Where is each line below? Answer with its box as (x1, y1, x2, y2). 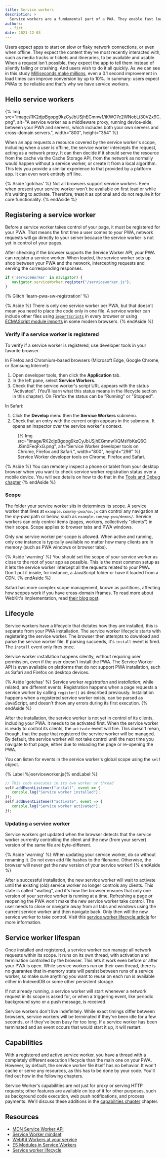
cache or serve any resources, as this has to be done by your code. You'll (5, 1068, 155, 1074)
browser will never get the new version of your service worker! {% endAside (5, 862, 161, 868)
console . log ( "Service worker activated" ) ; (11, 804, 100, 809)
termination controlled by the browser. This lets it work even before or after (5, 957, 158, 963)
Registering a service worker (5, 211, 96, 219)
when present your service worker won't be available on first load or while (5, 186, 157, 192)
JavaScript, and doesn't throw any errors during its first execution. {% (5, 700, 148, 706)
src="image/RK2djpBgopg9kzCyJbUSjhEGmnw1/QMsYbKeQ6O (17, 438, 147, 444)
